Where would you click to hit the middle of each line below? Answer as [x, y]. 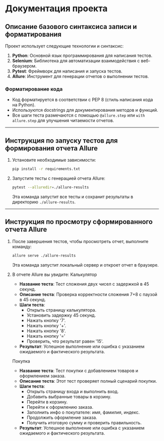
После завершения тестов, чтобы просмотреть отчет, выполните [80, 241]
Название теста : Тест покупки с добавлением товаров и [79, 370]
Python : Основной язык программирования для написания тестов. [82, 55]
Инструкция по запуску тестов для [61, 140]
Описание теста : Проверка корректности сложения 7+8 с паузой [88, 294]
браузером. [24, 66]
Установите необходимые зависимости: [54, 160]
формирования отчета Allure [51, 148]
